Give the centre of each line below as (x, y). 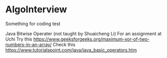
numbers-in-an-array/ (29, 44)
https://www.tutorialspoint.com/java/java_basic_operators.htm (71, 50)
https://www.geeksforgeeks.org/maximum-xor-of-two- (91, 39)
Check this (64, 44)
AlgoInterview (36, 9)
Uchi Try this (19, 39)
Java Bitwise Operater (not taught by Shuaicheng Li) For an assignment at (83, 33)
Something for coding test (33, 24)
